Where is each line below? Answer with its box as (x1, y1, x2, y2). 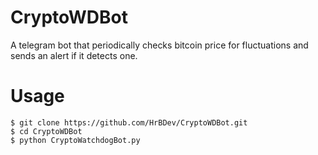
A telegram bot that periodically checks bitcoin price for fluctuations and (10, 39, 309, 51)
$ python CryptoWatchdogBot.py (10, 135, 141, 145)
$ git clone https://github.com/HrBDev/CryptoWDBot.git (10, 117, 248, 128)
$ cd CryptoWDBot (10, 126, 83, 136)
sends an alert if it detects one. (10, 49, 138, 61)
